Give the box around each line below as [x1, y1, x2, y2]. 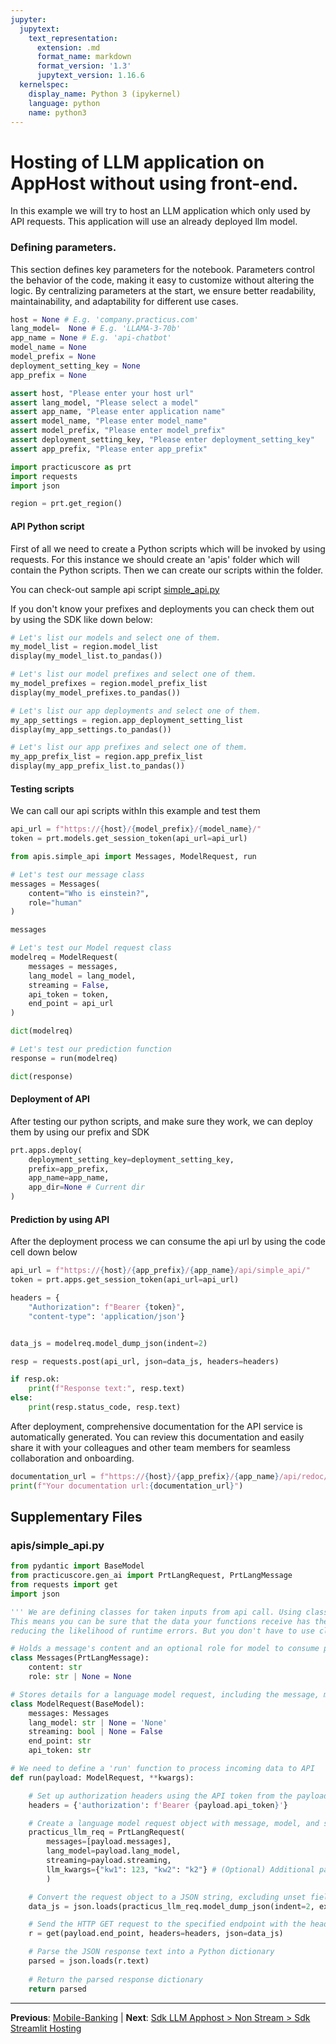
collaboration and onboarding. [10, 1452, 135, 1464]
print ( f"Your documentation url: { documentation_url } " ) [10, 1481, 244, 1491]
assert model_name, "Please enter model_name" [10, 416, 208, 426]
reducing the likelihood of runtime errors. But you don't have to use [10, 1626, 315, 1636]
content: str [28, 1662, 83, 1673]
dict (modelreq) [10, 1026, 74, 1036]
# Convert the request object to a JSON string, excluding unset [28, 1892, 307, 1902]
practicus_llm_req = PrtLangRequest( [28, 1827, 186, 1838]
